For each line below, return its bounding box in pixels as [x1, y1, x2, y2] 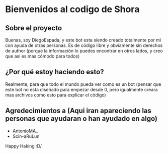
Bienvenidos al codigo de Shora [5, 4, 140, 15]
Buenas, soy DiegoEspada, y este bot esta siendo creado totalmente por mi [5, 37, 161, 43]
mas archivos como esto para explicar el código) [5, 92, 107, 98]
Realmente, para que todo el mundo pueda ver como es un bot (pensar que [5, 81, 161, 87]
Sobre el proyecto [5, 24, 62, 32]
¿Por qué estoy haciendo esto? [5, 68, 104, 76]
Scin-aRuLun [12, 133, 40, 139]
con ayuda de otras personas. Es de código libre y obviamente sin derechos [5, 42, 163, 48]
